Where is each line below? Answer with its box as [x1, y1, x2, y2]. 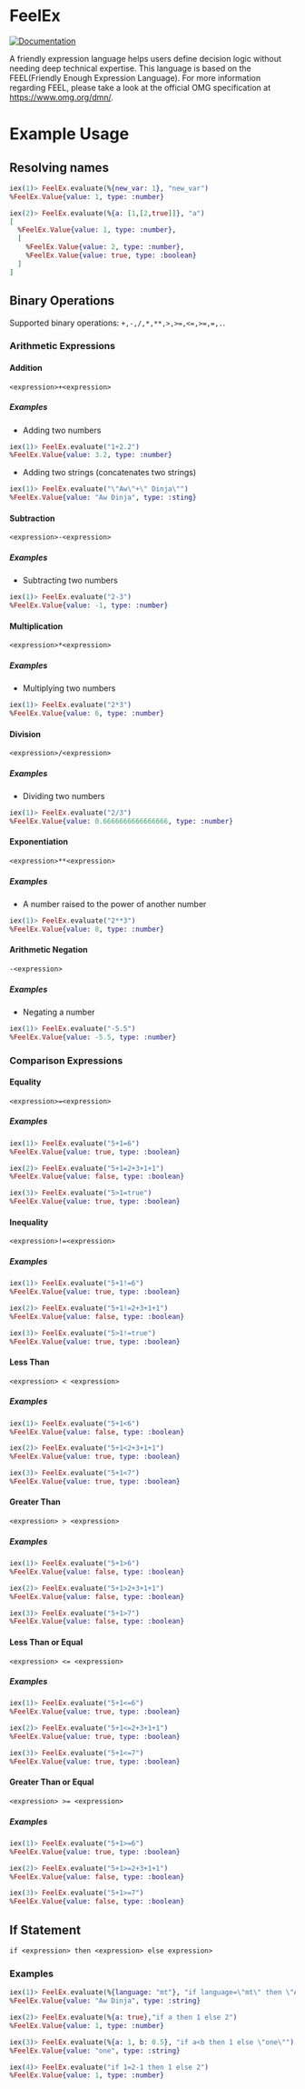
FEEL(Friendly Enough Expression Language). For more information [9, 72, 261, 83]
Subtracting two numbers [22, 575, 118, 586]
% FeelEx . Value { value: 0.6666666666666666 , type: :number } [9, 816, 233, 825]
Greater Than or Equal [9, 1776, 94, 1787]
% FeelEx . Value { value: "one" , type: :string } [9, 2046, 181, 2055]
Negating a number [22, 1006, 95, 1017]
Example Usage [9, 124, 130, 145]
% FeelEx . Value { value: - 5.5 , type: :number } [9, 1033, 177, 1042]
